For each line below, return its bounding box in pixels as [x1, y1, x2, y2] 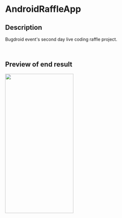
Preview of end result [5, 60, 73, 69]
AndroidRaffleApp [5, 3, 81, 15]
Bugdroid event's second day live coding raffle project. [5, 36, 118, 42]
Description [5, 23, 42, 32]
